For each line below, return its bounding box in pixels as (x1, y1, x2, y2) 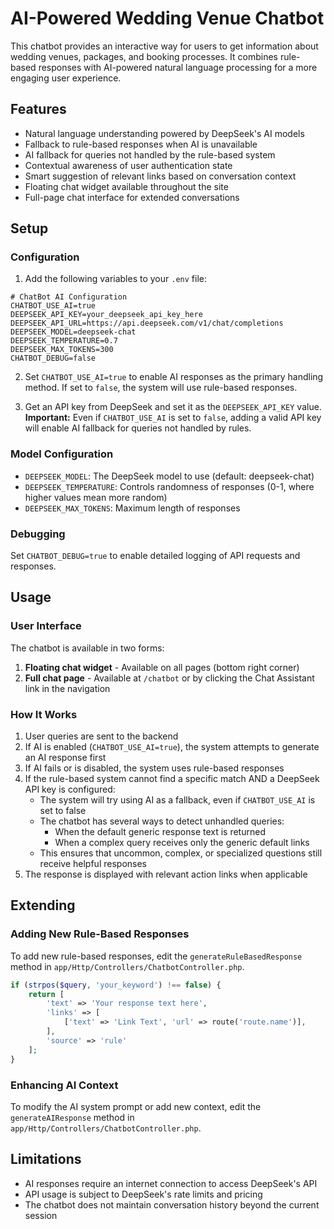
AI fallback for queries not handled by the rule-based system (24, 148, 276, 161)
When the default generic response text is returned (54, 826, 266, 838)
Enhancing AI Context (10, 1078, 119, 1092)
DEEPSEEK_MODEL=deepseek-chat (10, 327, 137, 337)
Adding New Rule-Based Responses (10, 927, 190, 941)
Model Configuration (10, 447, 114, 461)
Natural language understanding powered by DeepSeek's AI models (24, 127, 305, 139)
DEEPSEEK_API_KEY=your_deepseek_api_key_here (10, 310, 203, 320)
